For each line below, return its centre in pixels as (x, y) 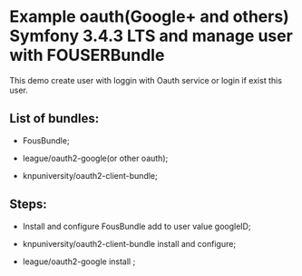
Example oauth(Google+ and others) (150, 17)
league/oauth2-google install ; (79, 261)
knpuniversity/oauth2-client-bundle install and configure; (129, 243)
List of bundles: (54, 118)
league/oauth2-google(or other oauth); (95, 158)
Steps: (28, 205)
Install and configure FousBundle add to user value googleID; (136, 226)
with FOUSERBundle (87, 55)
